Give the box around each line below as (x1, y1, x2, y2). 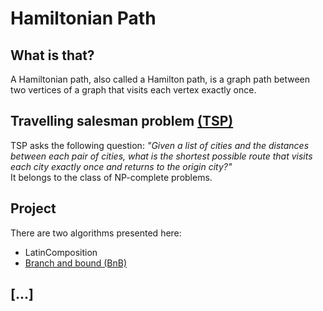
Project (10, 200, 57, 217)
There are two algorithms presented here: (10, 227, 182, 239)
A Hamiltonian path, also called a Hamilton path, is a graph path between (10, 73, 310, 85)
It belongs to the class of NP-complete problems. (10, 171, 213, 183)
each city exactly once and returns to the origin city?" (10, 160, 233, 172)
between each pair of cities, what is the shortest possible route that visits (10, 150, 313, 162)
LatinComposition (24, 246, 98, 258)
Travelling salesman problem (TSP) (10, 113, 234, 130)
